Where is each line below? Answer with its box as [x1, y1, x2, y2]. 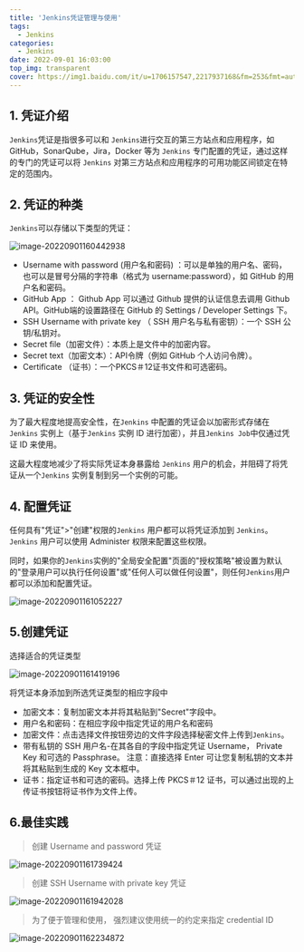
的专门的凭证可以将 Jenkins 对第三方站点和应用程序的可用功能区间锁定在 [9, 156, 280, 168]
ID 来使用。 [19, 439, 62, 450]
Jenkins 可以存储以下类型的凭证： [9, 223, 134, 234]
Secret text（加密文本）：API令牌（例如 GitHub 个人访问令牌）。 [22, 350, 258, 361]
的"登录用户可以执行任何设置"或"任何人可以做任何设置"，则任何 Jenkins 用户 [9, 567, 291, 577]
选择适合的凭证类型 [9, 650, 81, 661]
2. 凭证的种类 [9, 197, 83, 212]
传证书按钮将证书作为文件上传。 [22, 785, 142, 796]
